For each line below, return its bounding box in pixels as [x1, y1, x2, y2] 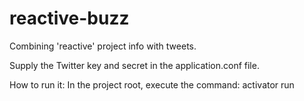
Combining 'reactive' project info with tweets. [9, 40, 197, 52]
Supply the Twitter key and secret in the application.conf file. [9, 59, 260, 71]
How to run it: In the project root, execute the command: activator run [9, 78, 295, 91]
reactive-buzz [9, 7, 130, 30]
